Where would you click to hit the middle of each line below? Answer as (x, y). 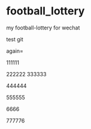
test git (15, 39)
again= (15, 51)
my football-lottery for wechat (43, 28)
